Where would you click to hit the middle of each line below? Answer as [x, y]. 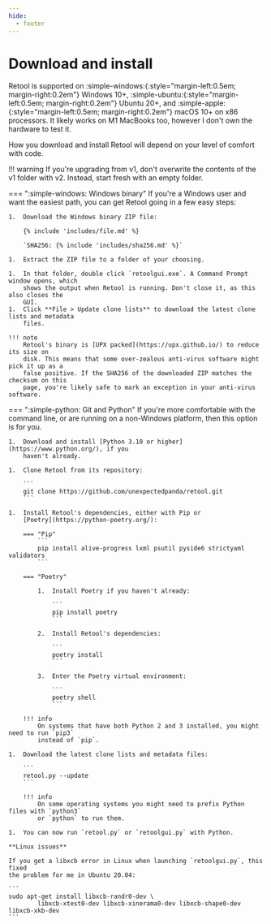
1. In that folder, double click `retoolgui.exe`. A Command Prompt [129, 274]
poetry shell [73, 698]
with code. [26, 153]
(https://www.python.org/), [56, 449]
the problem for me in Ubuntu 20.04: [72, 875]
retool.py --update [56, 776]
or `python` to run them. [82, 818]
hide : [17, 16]
